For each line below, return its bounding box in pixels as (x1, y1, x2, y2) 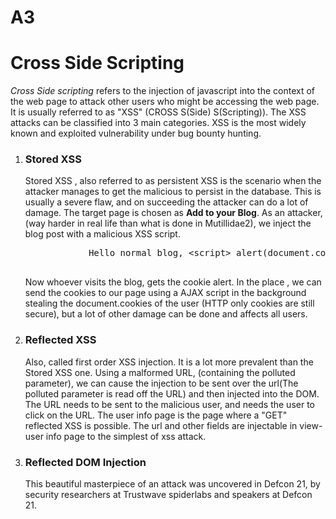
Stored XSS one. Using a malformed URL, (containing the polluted (24, 366, 296, 378)
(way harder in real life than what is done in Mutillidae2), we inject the (24, 217, 312, 230)
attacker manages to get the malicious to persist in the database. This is (24, 186, 322, 198)
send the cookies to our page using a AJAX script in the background (24, 287, 307, 299)
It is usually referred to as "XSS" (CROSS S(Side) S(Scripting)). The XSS (10, 106, 307, 118)
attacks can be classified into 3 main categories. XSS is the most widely (10, 117, 307, 129)
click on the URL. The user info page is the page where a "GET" (24, 409, 288, 421)
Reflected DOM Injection (24, 455, 147, 469)
